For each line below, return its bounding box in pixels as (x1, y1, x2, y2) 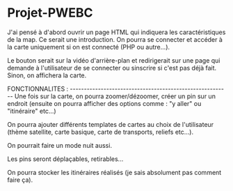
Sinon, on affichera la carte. (7, 71, 87, 79)
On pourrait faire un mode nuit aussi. (7, 141, 113, 149)
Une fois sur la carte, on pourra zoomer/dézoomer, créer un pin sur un (14, 92, 216, 100)
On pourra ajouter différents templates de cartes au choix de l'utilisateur (7, 120, 214, 128)
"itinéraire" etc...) (7, 107, 57, 115)
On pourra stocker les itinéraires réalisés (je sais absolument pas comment (7, 168, 222, 176)
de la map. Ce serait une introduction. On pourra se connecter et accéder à (7, 35, 223, 43)
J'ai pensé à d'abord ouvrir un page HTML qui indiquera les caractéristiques (7, 28, 226, 36)
